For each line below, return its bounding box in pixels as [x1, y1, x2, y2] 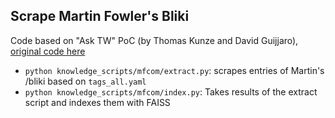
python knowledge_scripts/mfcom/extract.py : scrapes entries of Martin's [24, 64, 325, 76]
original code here [10, 45, 86, 57]
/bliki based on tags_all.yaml [24, 75, 147, 87]
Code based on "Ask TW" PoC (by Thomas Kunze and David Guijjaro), [10, 34, 299, 46]
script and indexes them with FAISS [24, 96, 171, 108]
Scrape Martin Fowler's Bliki [10, 8, 190, 25]
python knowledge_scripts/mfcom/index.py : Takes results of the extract [24, 85, 318, 98]
